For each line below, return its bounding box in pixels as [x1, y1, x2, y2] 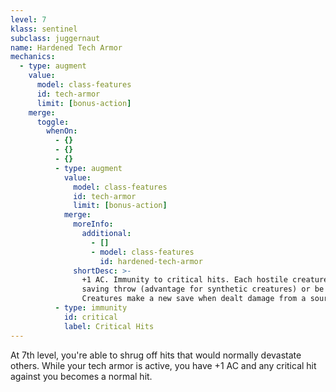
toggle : [36, 117, 70, 127]
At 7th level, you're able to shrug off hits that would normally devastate [10, 349, 302, 361]
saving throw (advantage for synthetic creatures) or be [81, 284, 325, 295]
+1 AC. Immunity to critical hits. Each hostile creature [81, 275, 329, 285]
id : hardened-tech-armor [99, 256, 203, 266]
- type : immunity [54, 303, 128, 313]
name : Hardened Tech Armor [10, 42, 123, 53]
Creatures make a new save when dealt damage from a [81, 294, 307, 304]
